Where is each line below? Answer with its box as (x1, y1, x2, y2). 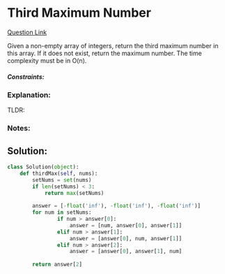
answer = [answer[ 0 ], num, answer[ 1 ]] (69, 235, 183, 242)
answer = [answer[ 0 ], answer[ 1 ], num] (69, 248, 183, 255)
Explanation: (7, 89, 51, 99)
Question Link (7, 28, 47, 36)
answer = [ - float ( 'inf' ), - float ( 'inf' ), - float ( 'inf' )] (32, 203, 201, 210)
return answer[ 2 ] (32, 261, 82, 268)
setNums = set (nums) (32, 176, 92, 183)
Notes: (7, 124, 31, 134)
